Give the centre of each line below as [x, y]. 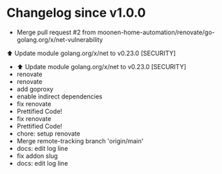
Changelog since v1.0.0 [76, 13]
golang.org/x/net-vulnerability [60, 39]
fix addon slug [37, 156]
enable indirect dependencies [59, 96]
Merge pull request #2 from [56, 32]
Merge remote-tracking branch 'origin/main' [80, 140]
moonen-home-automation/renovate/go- [156, 32]
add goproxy [35, 89]
